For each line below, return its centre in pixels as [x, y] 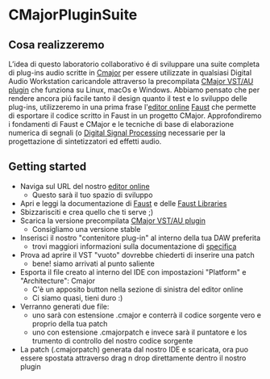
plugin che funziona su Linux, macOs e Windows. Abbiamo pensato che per [134, 90]
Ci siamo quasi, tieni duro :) [77, 297]
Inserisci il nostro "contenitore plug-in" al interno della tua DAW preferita [140, 238]
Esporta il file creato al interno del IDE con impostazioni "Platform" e [133, 272]
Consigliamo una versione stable [86, 229]
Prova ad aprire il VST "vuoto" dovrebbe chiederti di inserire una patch [137, 255]
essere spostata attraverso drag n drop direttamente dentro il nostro [133, 358]
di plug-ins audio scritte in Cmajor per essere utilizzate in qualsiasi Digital [130, 73]
